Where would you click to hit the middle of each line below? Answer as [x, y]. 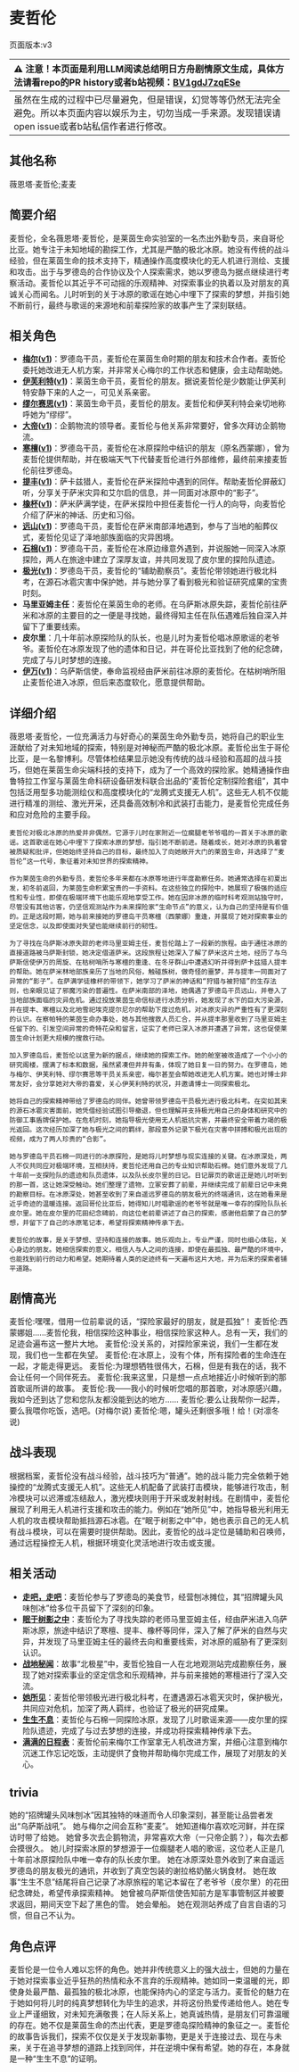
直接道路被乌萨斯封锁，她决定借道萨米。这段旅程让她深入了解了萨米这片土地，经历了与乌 [148, 953]
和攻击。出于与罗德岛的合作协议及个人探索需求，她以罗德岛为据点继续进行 [145, 271]
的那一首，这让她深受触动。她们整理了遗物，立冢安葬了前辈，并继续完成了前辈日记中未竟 [148, 1185]
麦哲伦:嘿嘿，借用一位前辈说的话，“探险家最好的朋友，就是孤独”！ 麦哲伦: [145, 1321]
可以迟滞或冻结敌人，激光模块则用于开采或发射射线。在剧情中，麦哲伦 [161, 1498]
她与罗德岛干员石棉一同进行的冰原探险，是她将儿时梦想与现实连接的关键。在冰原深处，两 [148, 1156]
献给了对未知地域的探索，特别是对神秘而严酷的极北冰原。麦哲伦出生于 [145, 748]
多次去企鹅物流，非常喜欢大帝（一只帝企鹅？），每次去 [181, 1837]
